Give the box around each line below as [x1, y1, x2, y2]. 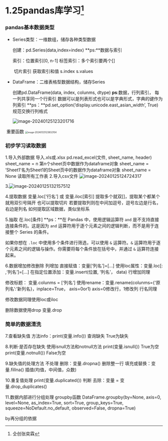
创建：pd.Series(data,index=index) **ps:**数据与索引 [12, 47, 122, 53]
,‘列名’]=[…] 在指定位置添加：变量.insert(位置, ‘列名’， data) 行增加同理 [5, 269, 150, 275]
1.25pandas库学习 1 [5, 3, 84, 16]
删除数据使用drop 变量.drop [5, 307, 62, 313]
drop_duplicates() [10, 384, 47, 390]
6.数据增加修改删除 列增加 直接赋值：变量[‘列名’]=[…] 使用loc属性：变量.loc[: [5, 263, 163, 269]
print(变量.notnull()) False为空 [5, 350, 66, 356]
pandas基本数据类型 [5, 24, 55, 31]
